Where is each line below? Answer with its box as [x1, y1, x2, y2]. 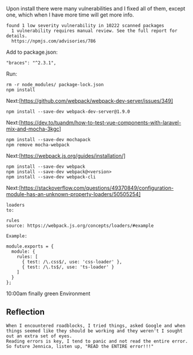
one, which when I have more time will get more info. [6, 11, 134, 18]
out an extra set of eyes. [6, 333, 72, 339]
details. [6, 33, 28, 39]
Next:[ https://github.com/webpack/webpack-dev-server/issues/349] [6, 97, 174, 104]
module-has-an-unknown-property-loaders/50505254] [6, 191, 141, 197]
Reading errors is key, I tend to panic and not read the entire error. [6, 338, 188, 344]
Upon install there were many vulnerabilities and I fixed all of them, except [6, 5, 185, 12]
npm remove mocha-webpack [6, 142, 69, 148]
